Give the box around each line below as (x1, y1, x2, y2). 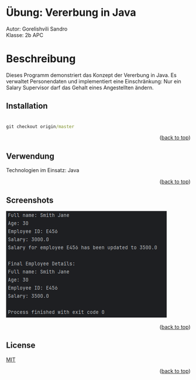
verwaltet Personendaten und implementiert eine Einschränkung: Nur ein (6, 78, 181, 85)
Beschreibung (6, 52, 76, 66)
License (6, 341, 36, 351)
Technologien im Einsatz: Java (6, 167, 80, 174)
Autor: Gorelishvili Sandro (6, 25, 68, 32)
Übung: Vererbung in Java (6, 6, 136, 19)
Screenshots (6, 195, 54, 205)
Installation (6, 101, 48, 111)
